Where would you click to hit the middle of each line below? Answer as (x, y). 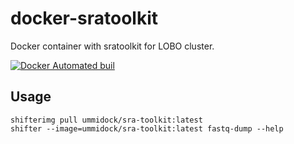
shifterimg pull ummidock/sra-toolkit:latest (106, 120)
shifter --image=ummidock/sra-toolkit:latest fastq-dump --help (147, 128)
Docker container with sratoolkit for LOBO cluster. (112, 46)
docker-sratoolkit (84, 18)
